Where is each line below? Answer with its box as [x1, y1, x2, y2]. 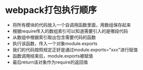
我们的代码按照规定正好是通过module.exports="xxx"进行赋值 [12, 47, 138, 53]
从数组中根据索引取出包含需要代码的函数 [12, 34, 96, 40]
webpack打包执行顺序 [5, 4, 97, 16]
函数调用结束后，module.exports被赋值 [12, 53, 93, 59]
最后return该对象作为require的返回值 [12, 59, 88, 65]
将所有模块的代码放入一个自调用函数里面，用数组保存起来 [12, 22, 131, 28]
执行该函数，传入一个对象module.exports [12, 40, 97, 46]
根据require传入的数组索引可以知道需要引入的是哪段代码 [12, 28, 128, 34]
